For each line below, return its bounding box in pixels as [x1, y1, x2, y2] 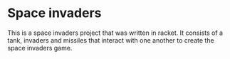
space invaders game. [7, 43, 73, 52]
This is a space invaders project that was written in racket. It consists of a [7, 28, 223, 37]
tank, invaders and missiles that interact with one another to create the [7, 36, 215, 44]
